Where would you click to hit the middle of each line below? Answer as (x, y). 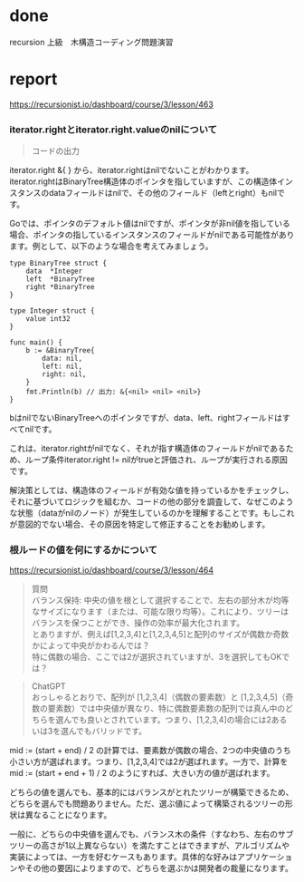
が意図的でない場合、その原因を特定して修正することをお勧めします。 (140, 524)
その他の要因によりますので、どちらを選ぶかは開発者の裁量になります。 (159, 868)
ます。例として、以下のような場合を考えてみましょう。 (111, 247)
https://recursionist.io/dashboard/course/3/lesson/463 (112, 104)
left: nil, (62, 367)
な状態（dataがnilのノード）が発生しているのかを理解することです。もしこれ (152, 513)
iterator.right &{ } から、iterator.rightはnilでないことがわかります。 (132, 170)
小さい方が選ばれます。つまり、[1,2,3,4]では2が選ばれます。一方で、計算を (149, 761)
